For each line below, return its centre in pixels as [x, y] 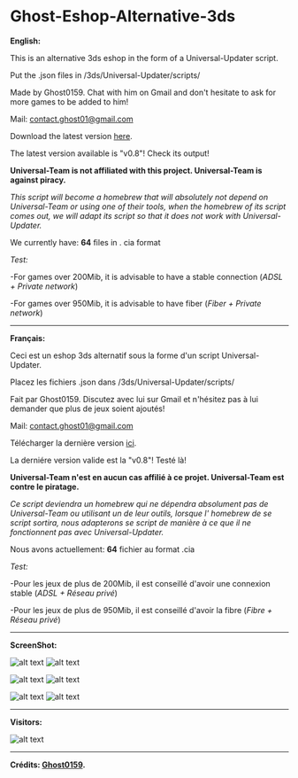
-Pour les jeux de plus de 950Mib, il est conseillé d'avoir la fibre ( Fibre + [141, 610]
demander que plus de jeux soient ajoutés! [88, 408]
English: [25, 41]
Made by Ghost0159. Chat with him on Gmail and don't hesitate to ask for [143, 92]
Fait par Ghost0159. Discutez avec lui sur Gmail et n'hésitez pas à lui [134, 399]
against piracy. [38, 180]
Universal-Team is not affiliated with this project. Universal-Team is [136, 170]
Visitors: [26, 722]
